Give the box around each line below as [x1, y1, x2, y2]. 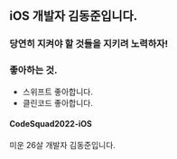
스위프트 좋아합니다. [22, 86, 93, 97]
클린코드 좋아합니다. [22, 97, 93, 108]
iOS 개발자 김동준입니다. [9, 8, 138, 24]
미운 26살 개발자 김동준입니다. [9, 139, 116, 150]
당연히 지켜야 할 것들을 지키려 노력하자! [9, 38, 169, 50]
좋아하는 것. [9, 64, 58, 76]
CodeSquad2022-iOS [9, 119, 92, 129]
